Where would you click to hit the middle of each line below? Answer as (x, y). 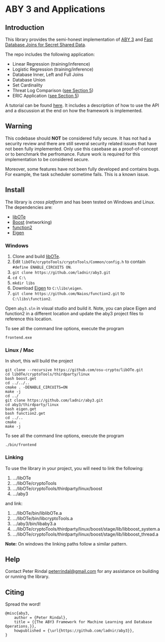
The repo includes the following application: (50, 54)
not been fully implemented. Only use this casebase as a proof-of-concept (82, 149)
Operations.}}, (21, 627)
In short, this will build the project (39, 361)
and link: (14, 503)
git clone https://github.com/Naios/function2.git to (69, 293)
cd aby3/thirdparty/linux (32, 405)
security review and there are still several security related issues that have (81, 143)
